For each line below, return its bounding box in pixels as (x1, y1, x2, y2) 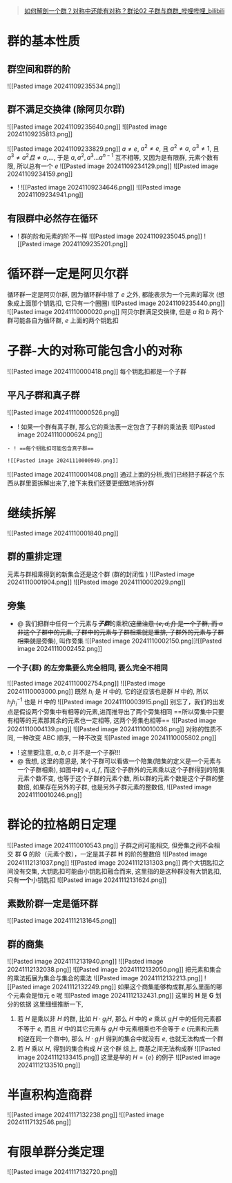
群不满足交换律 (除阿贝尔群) (7, 104, 126, 116)
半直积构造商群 (7, 1087, 93, 1103)
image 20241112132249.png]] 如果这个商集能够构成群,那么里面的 (32, 982, 217, 991)
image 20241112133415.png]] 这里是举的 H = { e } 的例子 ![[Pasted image (17, 1053, 221, 1061)
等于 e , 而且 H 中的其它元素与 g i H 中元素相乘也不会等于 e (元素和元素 (23, 1025, 220, 1034)
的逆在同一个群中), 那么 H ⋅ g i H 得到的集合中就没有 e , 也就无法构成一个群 (17, 1034, 224, 1044)
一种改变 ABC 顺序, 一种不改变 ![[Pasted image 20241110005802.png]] (16, 733, 217, 742)
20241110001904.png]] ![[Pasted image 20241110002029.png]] (7, 578, 186, 587)
